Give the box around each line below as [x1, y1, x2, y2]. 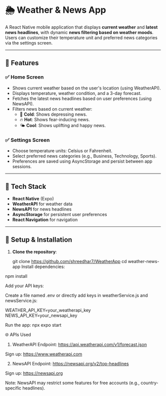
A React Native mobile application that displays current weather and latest [5, 24, 158, 30]
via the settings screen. [5, 40, 53, 45]
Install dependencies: [21, 264, 65, 269]
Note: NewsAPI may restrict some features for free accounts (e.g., [5, 380, 140, 386]
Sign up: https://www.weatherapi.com [5, 351, 83, 357]
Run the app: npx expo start [5, 322, 62, 328]
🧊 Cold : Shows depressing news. [19, 111, 87, 117]
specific [5, 385, 22, 391]
